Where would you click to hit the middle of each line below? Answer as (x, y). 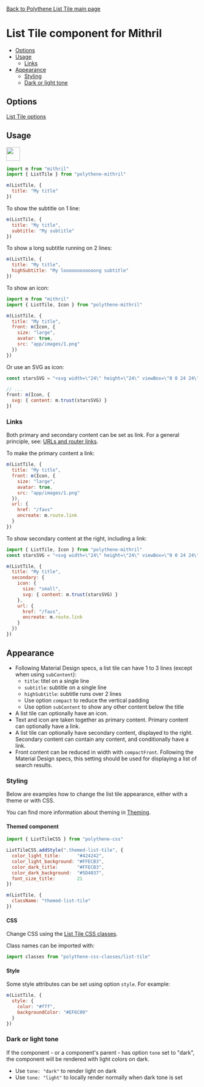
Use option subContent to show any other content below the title (104, 707)
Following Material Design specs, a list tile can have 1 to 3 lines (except (104, 668)
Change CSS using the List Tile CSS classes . (62, 934)
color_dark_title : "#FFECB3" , (58, 867)
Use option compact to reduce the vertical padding (87, 700)
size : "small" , (42, 589)
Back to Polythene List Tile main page (53, 9)
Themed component (32, 826)
